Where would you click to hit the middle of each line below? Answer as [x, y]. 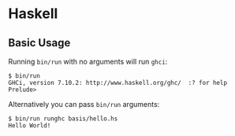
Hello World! [30, 126]
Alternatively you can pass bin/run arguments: [84, 104]
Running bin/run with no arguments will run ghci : [88, 61]
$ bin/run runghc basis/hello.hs [63, 119]
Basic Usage [39, 43]
